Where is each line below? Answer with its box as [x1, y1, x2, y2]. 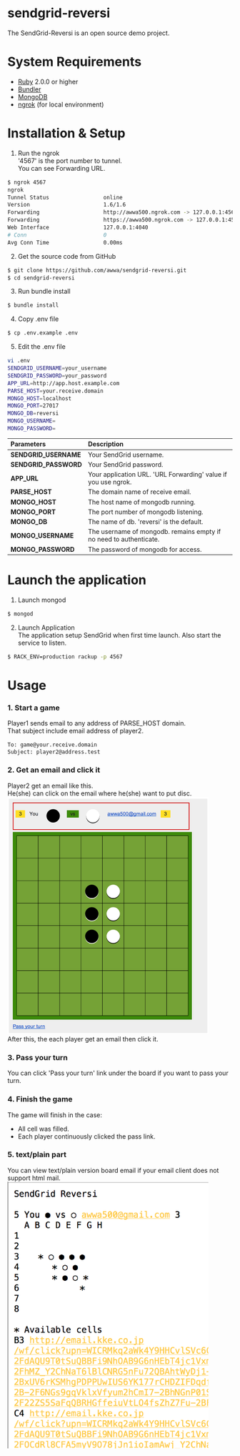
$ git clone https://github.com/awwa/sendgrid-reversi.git [7, 267, 187, 274]
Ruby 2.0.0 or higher [17, 77, 79, 86]
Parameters [10, 440, 46, 448]
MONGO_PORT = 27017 [7, 402, 59, 410]
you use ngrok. [88, 477, 132, 487]
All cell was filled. [17, 1124, 69, 1133]
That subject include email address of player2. [7, 727, 144, 736]
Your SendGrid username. [88, 450, 164, 459]
